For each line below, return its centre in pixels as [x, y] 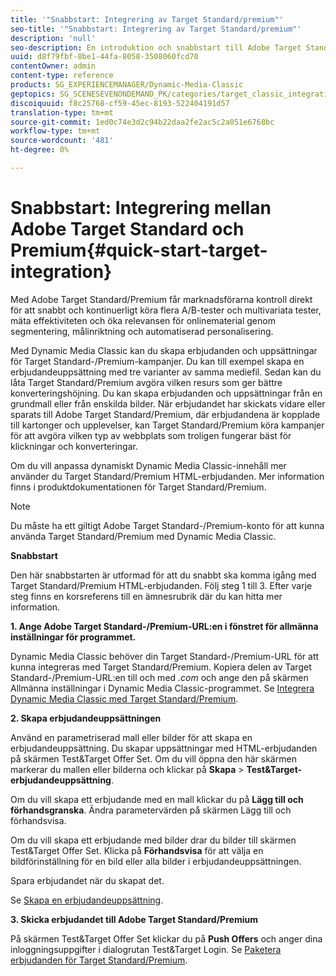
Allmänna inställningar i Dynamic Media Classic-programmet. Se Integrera [162, 688]
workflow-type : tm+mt [55, 131]
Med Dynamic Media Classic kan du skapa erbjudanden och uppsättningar [164, 350]
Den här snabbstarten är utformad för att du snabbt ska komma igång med [163, 575]
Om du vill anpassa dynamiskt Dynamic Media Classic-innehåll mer [148, 465]
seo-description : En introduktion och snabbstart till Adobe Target [156, 47]
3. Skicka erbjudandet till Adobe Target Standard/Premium [134, 919]
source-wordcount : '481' [62, 141]
